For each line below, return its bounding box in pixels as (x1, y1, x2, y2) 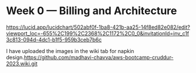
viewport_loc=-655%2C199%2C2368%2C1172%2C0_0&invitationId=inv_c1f (6, 29, 190, 36)
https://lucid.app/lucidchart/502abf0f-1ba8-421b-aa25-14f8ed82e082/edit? (6, 24, 190, 31)
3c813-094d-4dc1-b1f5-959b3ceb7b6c (6, 36, 102, 43)
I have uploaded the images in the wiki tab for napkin (6, 47, 134, 54)
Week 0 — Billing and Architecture (6, 4, 177, 18)
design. (6, 54, 25, 61)
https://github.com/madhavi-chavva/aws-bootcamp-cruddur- (24, 54, 174, 61)
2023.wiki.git (6, 60, 38, 67)
